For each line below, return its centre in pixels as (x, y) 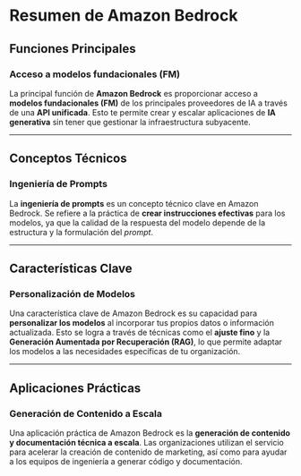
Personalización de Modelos (73, 293)
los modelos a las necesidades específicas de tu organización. (125, 352)
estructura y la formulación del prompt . (82, 232)
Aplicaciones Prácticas (75, 388)
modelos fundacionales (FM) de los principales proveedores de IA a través (149, 103)
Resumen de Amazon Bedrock (124, 16)
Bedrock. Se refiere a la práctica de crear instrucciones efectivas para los (147, 213)
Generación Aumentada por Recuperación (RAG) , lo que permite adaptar (146, 342)
